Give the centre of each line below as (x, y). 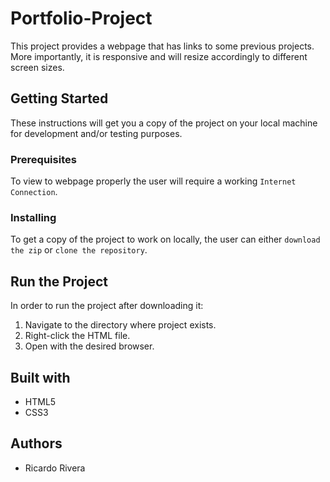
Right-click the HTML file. (77, 336)
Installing (33, 217)
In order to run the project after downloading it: (107, 306)
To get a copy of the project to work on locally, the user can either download (165, 239)
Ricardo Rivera (55, 468)
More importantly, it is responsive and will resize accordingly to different (159, 56)
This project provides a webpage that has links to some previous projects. (162, 46)
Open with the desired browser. (89, 346)
